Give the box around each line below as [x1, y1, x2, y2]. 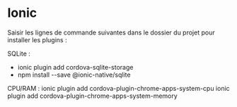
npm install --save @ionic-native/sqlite [17, 70, 131, 79]
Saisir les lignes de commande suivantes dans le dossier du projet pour [7, 28, 215, 37]
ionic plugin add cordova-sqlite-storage [17, 63, 134, 71]
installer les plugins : [7, 35, 67, 44]
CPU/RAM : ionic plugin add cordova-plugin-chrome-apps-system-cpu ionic [7, 84, 230, 92]
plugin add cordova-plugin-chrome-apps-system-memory [7, 92, 178, 100]
